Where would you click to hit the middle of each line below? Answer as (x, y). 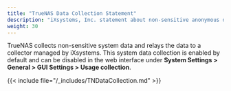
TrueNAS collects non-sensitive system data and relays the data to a (104, 46)
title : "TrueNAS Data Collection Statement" (72, 13)
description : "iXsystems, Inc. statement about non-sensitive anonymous (113, 20)
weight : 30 (23, 26)
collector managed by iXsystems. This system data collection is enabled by (113, 53)
